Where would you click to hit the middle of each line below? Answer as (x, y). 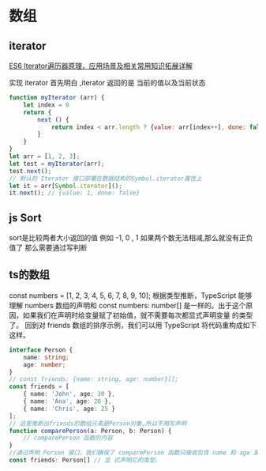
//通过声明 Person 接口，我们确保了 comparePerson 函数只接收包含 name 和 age (130, 453)
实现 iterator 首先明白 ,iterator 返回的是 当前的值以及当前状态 (107, 83)
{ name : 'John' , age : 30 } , (69, 394)
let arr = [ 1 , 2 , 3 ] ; (45, 156)
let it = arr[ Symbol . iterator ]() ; (66, 186)
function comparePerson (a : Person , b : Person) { (90, 431)
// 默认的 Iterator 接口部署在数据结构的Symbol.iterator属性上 (105, 179)
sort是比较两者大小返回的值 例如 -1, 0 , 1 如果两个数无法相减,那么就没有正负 (131, 238)
